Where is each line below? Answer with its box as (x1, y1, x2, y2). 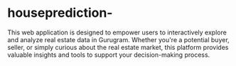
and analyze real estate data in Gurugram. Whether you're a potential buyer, (7, 35, 230, 44)
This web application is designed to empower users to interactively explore (7, 28, 227, 37)
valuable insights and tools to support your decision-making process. (7, 51, 210, 59)
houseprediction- (7, 5, 113, 21)
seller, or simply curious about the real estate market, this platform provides (7, 43, 229, 51)
